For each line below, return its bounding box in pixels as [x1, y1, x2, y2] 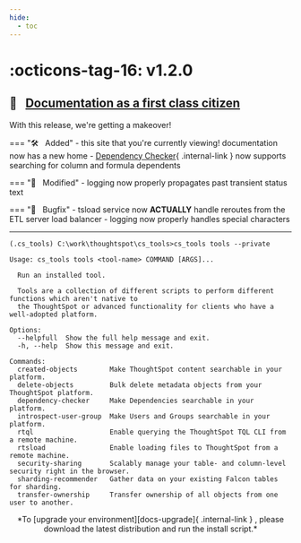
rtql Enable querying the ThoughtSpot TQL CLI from [17, 427, 287, 436]
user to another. [9, 498, 74, 507]
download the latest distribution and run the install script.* [43, 523, 258, 534]
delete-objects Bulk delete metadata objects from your [17, 380, 262, 390]
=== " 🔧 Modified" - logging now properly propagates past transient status [9, 177, 288, 188]
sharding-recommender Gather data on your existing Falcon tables [17, 474, 279, 484]
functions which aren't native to [9, 294, 139, 303]
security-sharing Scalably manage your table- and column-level [17, 459, 287, 468]
